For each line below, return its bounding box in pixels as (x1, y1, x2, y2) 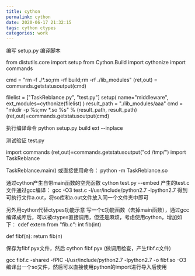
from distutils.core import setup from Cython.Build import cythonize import (6, 59, 186, 66)
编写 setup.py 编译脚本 (6, 47, 61, 54)
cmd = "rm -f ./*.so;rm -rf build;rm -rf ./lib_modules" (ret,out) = (6, 77, 158, 84)
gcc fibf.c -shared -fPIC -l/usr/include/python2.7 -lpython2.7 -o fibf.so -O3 (6, 257, 187, 264)
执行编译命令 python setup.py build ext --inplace (6, 125, 123, 132)
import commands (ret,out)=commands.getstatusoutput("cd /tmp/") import (6, 149, 186, 156)
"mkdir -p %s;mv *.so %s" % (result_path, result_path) (6, 106, 137, 113)
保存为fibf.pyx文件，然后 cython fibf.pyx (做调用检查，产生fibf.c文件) (6, 245, 171, 252)
